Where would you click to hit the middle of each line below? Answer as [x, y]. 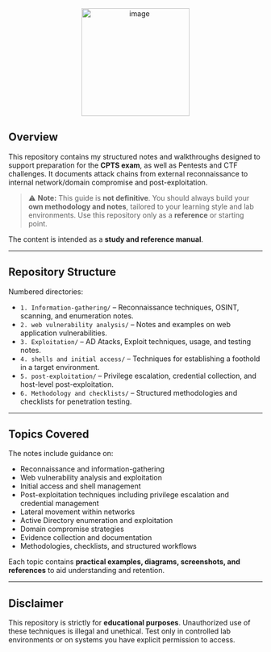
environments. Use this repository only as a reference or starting [136, 215]
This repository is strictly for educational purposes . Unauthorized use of [129, 623]
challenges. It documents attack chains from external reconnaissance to [128, 173]
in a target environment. [60, 367]
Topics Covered [49, 434]
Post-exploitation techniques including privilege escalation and [125, 495]
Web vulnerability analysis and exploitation [91, 478]
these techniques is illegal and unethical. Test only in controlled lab [120, 631]
